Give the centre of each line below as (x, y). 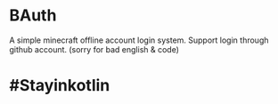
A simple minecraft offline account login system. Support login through (139, 40)
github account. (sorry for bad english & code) (94, 49)
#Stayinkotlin (60, 86)
